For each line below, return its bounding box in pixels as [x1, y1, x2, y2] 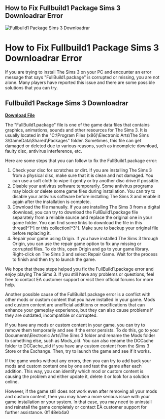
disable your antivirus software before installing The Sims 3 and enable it [12, 193, 161, 199]
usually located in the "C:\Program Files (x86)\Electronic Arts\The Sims [5, 132, 149, 138]
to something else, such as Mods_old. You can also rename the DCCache [5, 337, 154, 343]
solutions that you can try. [5, 84, 58, 90]
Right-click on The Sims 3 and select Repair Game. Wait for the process [12, 251, 158, 257]
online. [5, 378, 19, 384]
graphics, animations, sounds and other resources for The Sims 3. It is [5, 127, 148, 133]
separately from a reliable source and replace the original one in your [12, 214, 153, 220]
